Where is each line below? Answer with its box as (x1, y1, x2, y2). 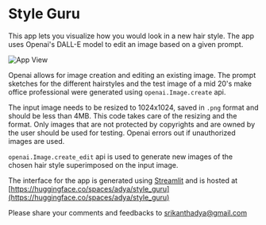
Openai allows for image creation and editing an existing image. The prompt (8, 70, 256, 80)
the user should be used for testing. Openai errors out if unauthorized (8, 128, 236, 138)
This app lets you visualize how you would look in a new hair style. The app (8, 31, 255, 41)
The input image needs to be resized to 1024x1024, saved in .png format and (8, 103, 259, 112)
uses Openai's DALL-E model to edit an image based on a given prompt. (8, 39, 244, 48)
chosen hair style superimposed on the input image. (8, 160, 179, 169)
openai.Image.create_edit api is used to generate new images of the (8, 152, 233, 161)
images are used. (8, 136, 65, 145)
